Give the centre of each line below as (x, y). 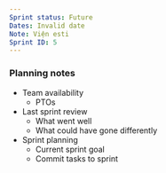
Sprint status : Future (51, 17)
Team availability (53, 92)
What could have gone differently (96, 130)
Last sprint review (55, 111)
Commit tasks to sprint (76, 158)
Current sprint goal (70, 149)
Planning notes (42, 74)
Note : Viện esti (39, 34)
